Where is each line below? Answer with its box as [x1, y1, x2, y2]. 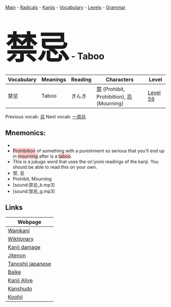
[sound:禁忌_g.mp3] [12, 188, 55, 194]
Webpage [17, 218, 42, 225]
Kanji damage [8, 243, 41, 250]
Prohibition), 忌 [96, 93, 132, 100]
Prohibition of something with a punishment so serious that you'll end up [12, 147, 165, 153]
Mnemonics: [5, 129, 46, 137]
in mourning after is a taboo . [12, 153, 72, 159]
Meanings [41, 76, 66, 83]
